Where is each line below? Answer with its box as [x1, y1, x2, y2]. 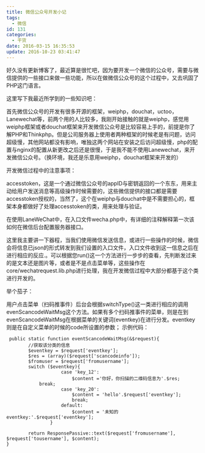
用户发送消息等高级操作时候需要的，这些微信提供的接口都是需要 [16, 187, 178, 195]
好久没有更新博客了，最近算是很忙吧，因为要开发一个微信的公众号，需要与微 [6, 66, 199, 73]
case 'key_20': [60, 386, 99, 392]
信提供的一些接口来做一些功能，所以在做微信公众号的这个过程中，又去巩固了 [6, 74, 199, 81]
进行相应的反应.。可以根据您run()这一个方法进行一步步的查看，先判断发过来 [6, 252, 197, 259]
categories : [6, 32, 37, 38]
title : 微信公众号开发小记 [6, 9, 67, 15]
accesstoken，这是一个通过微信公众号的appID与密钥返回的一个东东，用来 [6, 179, 192, 187]
